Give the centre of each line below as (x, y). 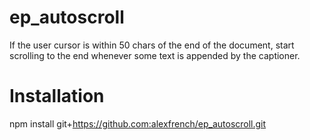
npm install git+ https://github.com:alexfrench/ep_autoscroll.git (138, 123)
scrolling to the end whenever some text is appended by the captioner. (155, 55)
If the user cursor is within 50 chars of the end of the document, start (152, 45)
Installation (57, 96)
